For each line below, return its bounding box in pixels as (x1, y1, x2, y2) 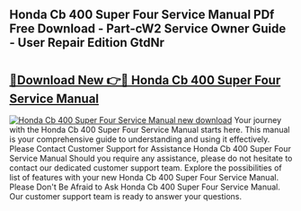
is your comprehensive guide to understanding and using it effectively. (9, 134, 270, 145)
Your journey (234, 115, 282, 125)
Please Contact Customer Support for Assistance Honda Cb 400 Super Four (9, 144, 292, 154)
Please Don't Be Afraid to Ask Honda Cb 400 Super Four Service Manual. (9, 181, 280, 192)
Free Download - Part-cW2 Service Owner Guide (9, 22, 287, 37)
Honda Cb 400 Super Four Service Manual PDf (9, 7, 275, 22)
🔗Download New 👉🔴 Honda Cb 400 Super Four (9, 72, 281, 88)
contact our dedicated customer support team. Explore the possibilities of (9, 163, 282, 173)
